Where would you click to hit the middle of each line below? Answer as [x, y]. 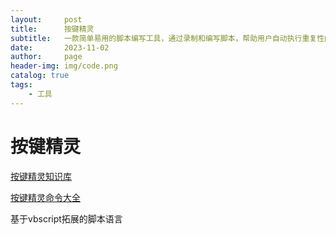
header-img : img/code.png [64, 66]
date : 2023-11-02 [60, 47]
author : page [46, 57]
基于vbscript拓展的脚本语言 [66, 218]
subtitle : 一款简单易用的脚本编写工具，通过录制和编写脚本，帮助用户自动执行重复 [164, 38]
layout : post [46, 19]
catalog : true [40, 76]
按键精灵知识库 [41, 176]
